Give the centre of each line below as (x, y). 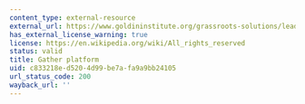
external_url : (36, 26)
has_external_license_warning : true (79, 34)
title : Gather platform (54, 60)
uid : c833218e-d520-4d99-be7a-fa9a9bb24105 (93, 69)
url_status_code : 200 (50, 77)
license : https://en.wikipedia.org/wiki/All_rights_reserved (128, 43)
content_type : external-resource (73, 18)
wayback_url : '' (40, 85)
